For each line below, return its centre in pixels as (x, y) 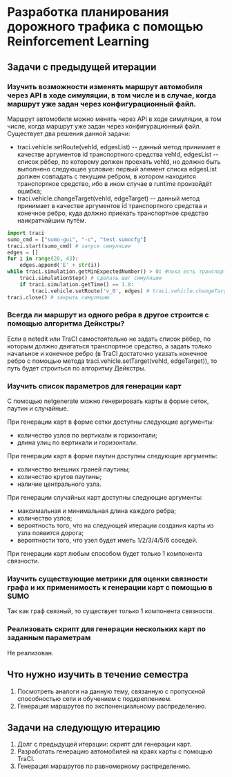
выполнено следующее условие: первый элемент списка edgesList (117, 169)
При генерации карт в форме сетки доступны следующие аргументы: (110, 422)
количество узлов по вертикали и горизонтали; (87, 436)
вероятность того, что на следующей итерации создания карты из (115, 525)
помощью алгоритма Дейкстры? (66, 324)
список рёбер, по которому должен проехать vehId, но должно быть (119, 161)
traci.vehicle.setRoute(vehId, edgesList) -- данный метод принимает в (119, 147)
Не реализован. (30, 653)
